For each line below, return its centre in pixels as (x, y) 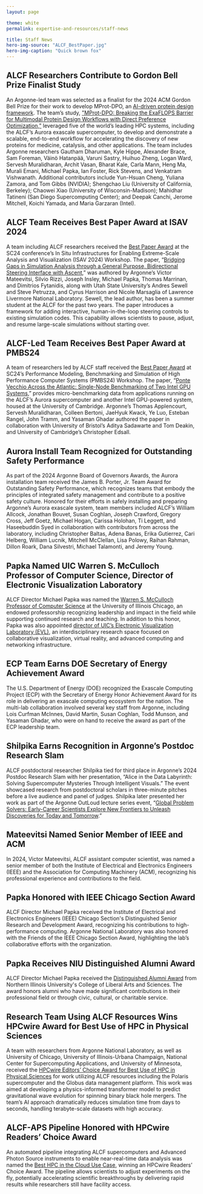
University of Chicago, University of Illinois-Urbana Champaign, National (97, 1056)
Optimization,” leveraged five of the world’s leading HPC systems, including (101, 125)
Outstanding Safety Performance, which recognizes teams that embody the (101, 488)
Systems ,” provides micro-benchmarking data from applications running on (100, 393)
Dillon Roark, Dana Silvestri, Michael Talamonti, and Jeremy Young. (90, 547)
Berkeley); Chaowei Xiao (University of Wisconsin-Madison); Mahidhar (95, 190)
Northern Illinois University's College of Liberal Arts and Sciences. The (95, 985)
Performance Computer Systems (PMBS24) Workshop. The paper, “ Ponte (98, 381)
